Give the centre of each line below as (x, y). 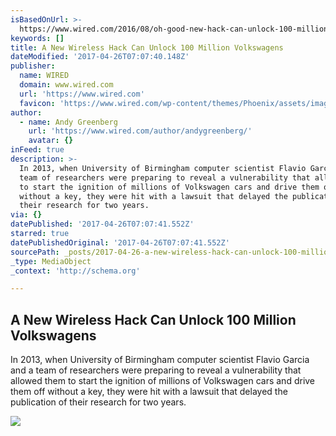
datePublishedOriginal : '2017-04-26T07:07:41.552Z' (120, 242)
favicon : (37, 103)
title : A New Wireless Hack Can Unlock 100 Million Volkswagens (147, 47)
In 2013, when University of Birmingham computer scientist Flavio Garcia (160, 360)
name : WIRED (44, 76)
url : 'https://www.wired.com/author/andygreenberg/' (140, 131)
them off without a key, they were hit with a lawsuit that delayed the (149, 392)
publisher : (33, 66)
